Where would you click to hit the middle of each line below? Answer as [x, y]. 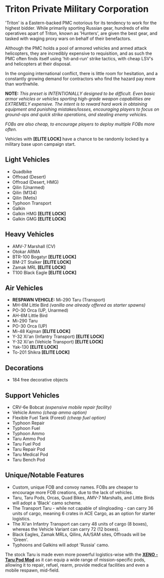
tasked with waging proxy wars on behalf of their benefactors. [68, 39]
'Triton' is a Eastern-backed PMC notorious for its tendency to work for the [81, 23]
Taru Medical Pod [30, 454]
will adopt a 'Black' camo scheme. [47, 503]
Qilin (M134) [25, 192]
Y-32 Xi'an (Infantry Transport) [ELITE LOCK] [58, 336]
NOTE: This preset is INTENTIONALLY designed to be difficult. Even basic [80, 93]
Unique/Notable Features [45, 475]
